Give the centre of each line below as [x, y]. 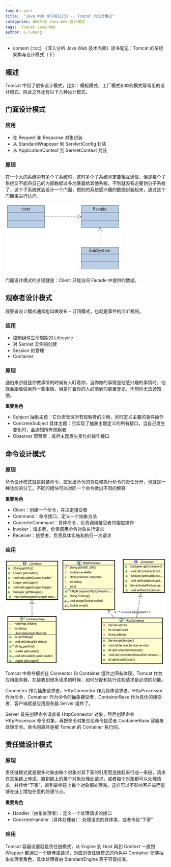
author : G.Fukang [24, 32]
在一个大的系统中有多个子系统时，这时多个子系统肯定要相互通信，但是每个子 [85, 177]
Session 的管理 [28, 350]
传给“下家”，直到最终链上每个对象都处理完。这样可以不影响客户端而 [90, 785]
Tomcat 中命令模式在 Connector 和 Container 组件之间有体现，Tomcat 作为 [84, 673]
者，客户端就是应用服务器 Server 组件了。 [49, 703]
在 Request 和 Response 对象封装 [48, 137]
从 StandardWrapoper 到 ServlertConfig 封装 [60, 144]
